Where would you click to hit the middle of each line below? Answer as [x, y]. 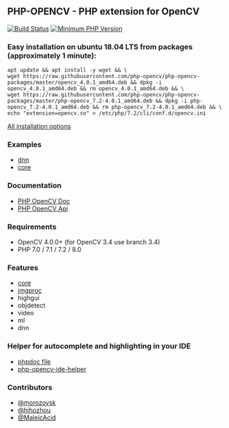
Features [23, 267]
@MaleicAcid [37, 417]
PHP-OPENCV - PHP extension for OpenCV [104, 12]
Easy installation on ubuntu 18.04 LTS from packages [100, 46]
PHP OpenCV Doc [44, 201]
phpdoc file [34, 361]
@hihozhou [34, 410]
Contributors [30, 387]
